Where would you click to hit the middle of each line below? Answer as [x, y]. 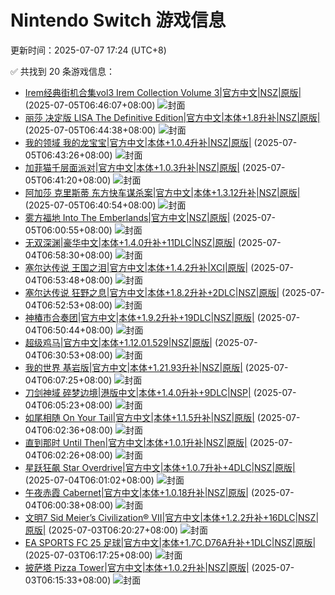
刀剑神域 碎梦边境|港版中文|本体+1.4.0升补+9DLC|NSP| [138, 392]
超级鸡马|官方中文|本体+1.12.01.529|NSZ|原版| [118, 342]
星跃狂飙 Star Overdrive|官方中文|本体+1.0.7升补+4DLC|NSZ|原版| [160, 467]
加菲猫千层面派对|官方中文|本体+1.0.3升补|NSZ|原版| [132, 167]
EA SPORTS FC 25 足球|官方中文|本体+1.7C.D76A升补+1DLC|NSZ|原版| [170, 542]
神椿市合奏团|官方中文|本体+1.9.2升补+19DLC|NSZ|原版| [139, 317]
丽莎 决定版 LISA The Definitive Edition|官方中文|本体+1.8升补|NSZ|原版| [172, 117]
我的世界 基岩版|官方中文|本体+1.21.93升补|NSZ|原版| [133, 367]
